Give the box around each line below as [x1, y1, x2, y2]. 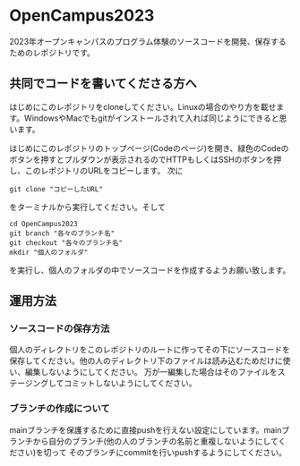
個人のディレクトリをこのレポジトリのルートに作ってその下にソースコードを [9, 344, 291, 355]
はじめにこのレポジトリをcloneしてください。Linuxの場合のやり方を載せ [9, 101, 277, 112]
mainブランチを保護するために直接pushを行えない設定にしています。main [9, 424, 282, 435]
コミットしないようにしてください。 [64, 377, 197, 389]
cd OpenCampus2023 [9, 219, 78, 228]
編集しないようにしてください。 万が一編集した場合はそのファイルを [24, 367, 278, 377]
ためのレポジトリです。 [9, 47, 96, 58]
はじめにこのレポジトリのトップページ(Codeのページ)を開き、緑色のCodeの [9, 142, 289, 153]
